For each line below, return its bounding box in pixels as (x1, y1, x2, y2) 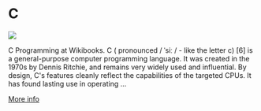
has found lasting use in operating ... (8, 79, 127, 88)
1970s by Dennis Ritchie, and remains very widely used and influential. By (8, 62, 247, 72)
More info (8, 94, 40, 103)
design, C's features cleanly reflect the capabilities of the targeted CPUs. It (8, 70, 252, 80)
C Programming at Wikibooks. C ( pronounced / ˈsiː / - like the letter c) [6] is (8, 45, 254, 55)
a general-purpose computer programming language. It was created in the (8, 54, 250, 63)
